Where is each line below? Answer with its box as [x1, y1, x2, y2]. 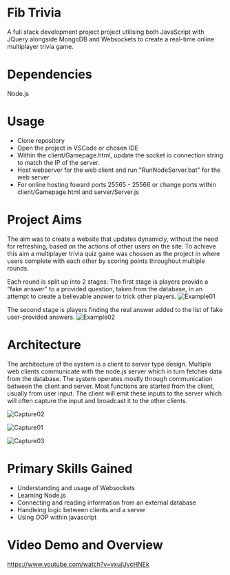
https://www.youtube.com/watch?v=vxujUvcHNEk [7, 560, 149, 568]
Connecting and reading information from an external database [17, 498, 196, 507]
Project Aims [7, 212, 83, 227]
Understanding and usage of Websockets [17, 483, 136, 491]
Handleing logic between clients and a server [17, 505, 146, 514]
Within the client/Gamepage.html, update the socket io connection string [17, 150, 224, 159]
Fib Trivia [7, 5, 62, 21]
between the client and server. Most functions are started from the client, [7, 382, 215, 390]
